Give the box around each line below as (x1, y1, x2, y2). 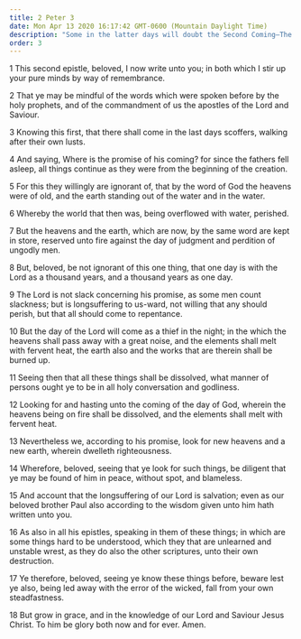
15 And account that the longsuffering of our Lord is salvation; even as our (9, 490, 285, 501)
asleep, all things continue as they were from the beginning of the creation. (9, 163, 288, 174)
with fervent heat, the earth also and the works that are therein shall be (9, 345, 273, 357)
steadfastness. (9, 592, 65, 603)
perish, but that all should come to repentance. (9, 309, 183, 319)
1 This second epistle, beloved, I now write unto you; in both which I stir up (9, 63, 287, 74)
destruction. (9, 556, 54, 567)
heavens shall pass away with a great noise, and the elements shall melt (9, 336, 277, 347)
